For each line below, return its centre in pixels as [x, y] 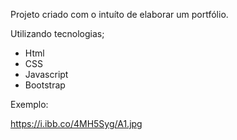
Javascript [46, 74]
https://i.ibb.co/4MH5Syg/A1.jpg [76, 123]
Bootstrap [45, 85]
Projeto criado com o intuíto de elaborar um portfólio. [119, 14]
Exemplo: [29, 104]
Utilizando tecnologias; [57, 33]
